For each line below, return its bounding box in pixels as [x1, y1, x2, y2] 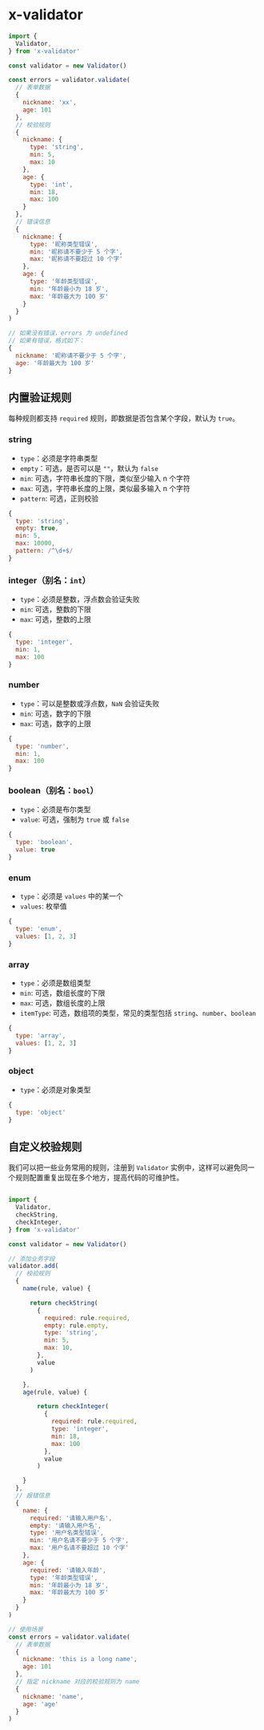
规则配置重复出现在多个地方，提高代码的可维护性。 [14, 1173, 184, 1183]
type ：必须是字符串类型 [19, 453, 98, 463]
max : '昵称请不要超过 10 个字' [29, 255, 123, 263]
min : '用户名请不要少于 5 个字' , [29, 1537, 130, 1545]
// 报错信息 [15, 1492, 50, 1500]
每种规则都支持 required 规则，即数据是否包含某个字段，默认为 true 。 [8, 413, 240, 423]
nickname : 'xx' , [22, 99, 78, 107]
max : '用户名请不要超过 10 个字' [29, 1544, 130, 1552]
